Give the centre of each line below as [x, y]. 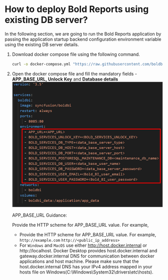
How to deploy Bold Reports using [77, 9]
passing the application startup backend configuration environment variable [83, 39]
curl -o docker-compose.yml [41, 64]
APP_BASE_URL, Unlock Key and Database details [65, 79]
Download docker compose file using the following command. [76, 54]
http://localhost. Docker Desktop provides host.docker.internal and [88, 251]
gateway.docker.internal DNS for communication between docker [87, 256]
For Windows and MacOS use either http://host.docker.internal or [83, 245]
